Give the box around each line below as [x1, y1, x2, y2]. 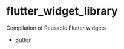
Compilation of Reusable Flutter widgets [6, 24, 106, 31]
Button [15, 36, 32, 43]
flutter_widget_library [6, 4, 118, 18]
